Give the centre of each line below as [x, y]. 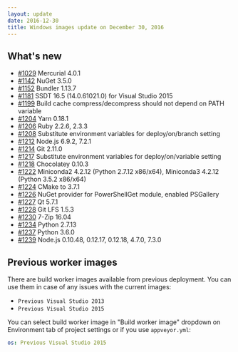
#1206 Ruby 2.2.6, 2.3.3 [52, 126]
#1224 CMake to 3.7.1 [49, 187]
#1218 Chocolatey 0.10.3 [53, 164]
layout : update [30, 14]
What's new [35, 56]
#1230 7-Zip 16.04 [44, 217]
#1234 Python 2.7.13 [47, 224]
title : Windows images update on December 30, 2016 [86, 27]
